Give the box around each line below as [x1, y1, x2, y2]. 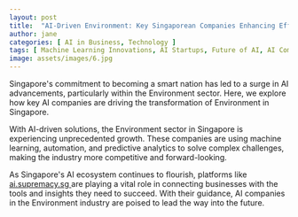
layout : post [9, 12, 58, 22]
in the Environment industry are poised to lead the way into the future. [9, 198, 265, 208]
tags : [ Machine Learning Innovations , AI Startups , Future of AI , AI [9, 46, 276, 55]
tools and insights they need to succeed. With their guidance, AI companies [9, 188, 286, 198]
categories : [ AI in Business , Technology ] [9, 37, 176, 47]
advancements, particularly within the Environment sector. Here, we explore [9, 88, 286, 98]
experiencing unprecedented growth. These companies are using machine [9, 134, 282, 143]
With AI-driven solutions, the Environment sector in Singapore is [9, 124, 244, 134]
